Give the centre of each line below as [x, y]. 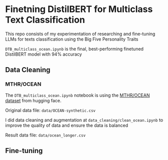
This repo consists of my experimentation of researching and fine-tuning [80, 34]
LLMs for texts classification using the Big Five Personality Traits [72, 39]
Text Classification [45, 20]
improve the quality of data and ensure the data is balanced [67, 125]
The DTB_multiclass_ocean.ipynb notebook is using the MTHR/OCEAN [77, 95]
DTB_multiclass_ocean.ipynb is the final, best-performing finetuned [74, 49]
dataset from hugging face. [33, 100]
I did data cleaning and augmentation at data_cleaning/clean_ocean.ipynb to [84, 120]
